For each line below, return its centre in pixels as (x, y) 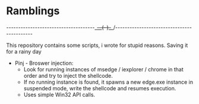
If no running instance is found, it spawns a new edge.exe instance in (108, 82)
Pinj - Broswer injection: (44, 63)
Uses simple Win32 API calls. (59, 94)
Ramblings (33, 11)
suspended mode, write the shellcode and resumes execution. (100, 88)
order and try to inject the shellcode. (68, 75)
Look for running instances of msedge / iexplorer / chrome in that (104, 69)
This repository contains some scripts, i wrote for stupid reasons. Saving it (97, 45)
